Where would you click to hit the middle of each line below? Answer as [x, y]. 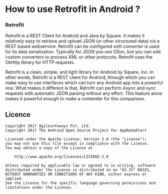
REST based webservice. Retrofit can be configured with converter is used [82, 47]
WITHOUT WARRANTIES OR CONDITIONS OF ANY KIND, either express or [76, 174]
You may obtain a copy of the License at [49, 148]
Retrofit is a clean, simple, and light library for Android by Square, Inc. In [79, 72]
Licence [18, 115]
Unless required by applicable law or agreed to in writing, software [80, 166]
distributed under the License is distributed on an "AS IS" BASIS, [78, 170]
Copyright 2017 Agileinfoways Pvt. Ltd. [48, 126]
